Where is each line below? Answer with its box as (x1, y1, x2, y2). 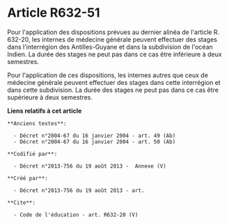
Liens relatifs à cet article (7, 106, 82, 115)
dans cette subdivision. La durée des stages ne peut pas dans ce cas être (7, 86, 219, 94)
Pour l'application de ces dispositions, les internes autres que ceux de (7, 71, 209, 79)
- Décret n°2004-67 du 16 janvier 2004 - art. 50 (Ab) (13, 138, 176, 145)
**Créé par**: (7, 175, 49, 182)
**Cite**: (7, 199, 36, 206)
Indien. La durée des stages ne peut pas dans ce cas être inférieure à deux (7, 50, 222, 58)
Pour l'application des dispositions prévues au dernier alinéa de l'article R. (7, 28, 220, 36)
